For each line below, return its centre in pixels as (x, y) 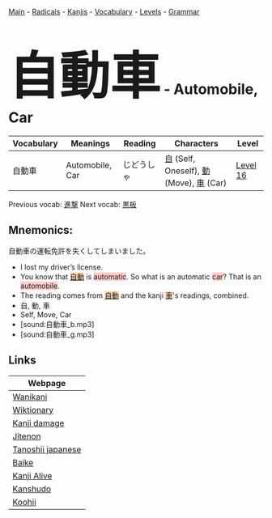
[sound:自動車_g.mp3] (57, 334)
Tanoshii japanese (47, 449)
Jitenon (27, 436)
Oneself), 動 (187, 171)
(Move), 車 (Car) (196, 183)
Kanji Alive (32, 475)
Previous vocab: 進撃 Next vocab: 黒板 (72, 204)
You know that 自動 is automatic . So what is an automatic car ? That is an (140, 276)
